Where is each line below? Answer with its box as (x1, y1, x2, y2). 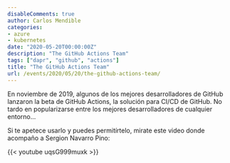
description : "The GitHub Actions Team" (7, 51, 130, 58)
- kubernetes (7, 37, 46, 44)
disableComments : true (7, 10, 75, 18)
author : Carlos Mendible (7, 17, 81, 24)
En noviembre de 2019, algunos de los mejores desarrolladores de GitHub (7, 90, 224, 98)
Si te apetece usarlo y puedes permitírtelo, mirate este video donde (7, 126, 205, 135)
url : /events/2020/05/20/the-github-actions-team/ (7, 70, 161, 77)
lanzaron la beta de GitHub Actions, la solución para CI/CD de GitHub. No (7, 97, 222, 105)
